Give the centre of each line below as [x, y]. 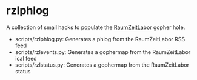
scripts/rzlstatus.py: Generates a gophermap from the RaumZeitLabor [102, 65]
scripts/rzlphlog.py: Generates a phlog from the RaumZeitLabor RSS [100, 39]
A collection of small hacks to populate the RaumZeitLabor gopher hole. [96, 27]
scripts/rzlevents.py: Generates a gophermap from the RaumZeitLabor [103, 52]
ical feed [26, 58]
